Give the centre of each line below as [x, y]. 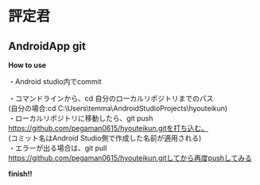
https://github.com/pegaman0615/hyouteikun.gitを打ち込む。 [109, 128]
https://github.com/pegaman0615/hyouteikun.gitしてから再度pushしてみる [130, 158]
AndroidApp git [47, 46]
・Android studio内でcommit [55, 81]
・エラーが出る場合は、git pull [58, 148]
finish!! [21, 174]
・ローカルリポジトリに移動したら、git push [81, 118]
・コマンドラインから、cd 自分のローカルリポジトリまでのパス [111, 98]
